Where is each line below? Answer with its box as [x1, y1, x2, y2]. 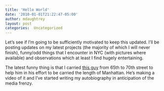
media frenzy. [5, 80, 33, 87]
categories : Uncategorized [5, 26, 63, 31]
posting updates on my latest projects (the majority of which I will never [5, 45, 150, 50]
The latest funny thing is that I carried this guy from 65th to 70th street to [5, 65, 154, 71]
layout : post [5, 21, 32, 26]
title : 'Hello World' [5, 7, 50, 12]
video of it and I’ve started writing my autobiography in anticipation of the [5, 75, 154, 81]
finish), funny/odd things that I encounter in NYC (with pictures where [5, 50, 146, 56]
